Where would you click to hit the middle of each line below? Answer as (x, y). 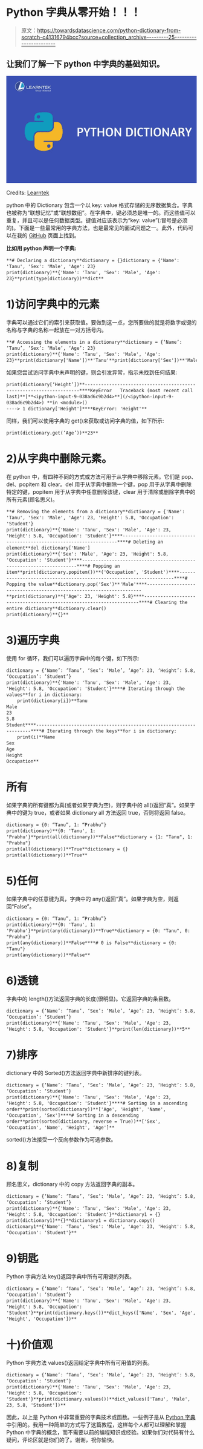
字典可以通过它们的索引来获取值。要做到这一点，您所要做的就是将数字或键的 (101, 323)
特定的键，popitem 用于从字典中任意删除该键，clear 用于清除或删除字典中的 (101, 492)
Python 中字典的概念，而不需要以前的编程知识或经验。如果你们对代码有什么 (101, 1432)
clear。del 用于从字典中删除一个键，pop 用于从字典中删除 (120, 484)
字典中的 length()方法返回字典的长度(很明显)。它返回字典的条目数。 (90, 999)
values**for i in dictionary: (44, 695)
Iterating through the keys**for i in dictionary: (112, 731)
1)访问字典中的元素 (53, 305)
